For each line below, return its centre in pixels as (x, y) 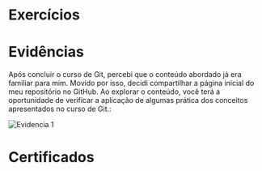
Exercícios (44, 15)
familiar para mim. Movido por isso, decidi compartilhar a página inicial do (131, 83)
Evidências (46, 52)
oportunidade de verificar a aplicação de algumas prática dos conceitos (128, 100)
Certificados (51, 158)
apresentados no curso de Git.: (60, 109)
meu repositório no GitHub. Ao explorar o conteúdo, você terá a (114, 92)
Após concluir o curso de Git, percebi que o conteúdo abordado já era (125, 75)
